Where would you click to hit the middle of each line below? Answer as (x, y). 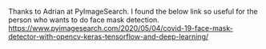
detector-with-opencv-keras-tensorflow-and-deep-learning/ (109, 36)
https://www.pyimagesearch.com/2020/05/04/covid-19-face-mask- (121, 28)
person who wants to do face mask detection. (84, 20)
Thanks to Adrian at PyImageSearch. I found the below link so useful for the (133, 11)
